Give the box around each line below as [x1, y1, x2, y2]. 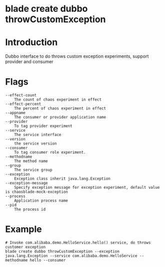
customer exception [5, 244, 46, 249]
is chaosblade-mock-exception [5, 189, 68, 195]
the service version [14, 141, 57, 146]
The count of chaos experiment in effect [14, 97, 101, 102]
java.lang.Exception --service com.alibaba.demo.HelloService [5, 253, 137, 258]
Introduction [5, 37, 58, 48]
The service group [14, 168, 52, 173]
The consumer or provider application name [14, 115, 106, 120]
